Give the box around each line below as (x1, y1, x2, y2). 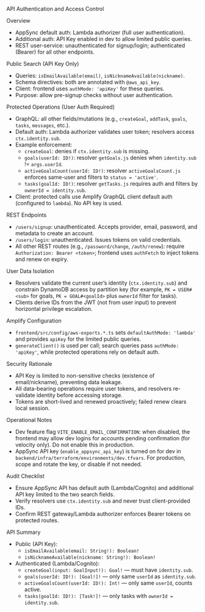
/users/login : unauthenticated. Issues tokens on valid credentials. (15, 236, 182, 243)
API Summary (6, 528, 41, 536)
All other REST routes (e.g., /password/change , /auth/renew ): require (15, 242, 185, 250)
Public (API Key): (15, 541, 58, 547)
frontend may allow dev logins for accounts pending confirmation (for (15, 435, 190, 442)
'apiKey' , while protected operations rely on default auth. (15, 348, 160, 355)
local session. (15, 404, 50, 412)
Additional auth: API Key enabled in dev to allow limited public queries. (15, 35, 192, 42)
